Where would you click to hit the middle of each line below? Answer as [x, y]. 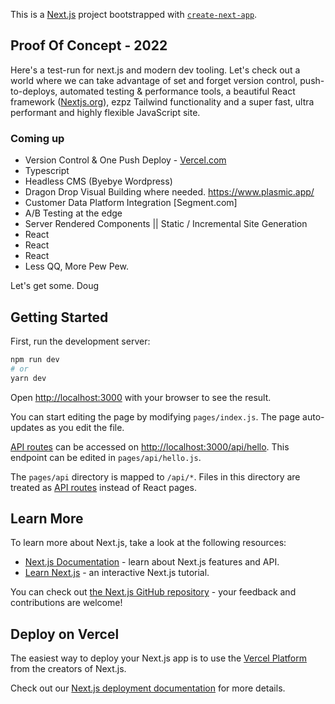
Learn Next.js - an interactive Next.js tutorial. [117, 573]
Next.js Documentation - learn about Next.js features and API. [152, 562]
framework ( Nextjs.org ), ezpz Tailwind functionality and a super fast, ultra [162, 101]
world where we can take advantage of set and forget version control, [154, 80]
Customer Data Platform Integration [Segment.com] [131, 203]
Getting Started [59, 317]
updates [27, 427]
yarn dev [28, 378]
